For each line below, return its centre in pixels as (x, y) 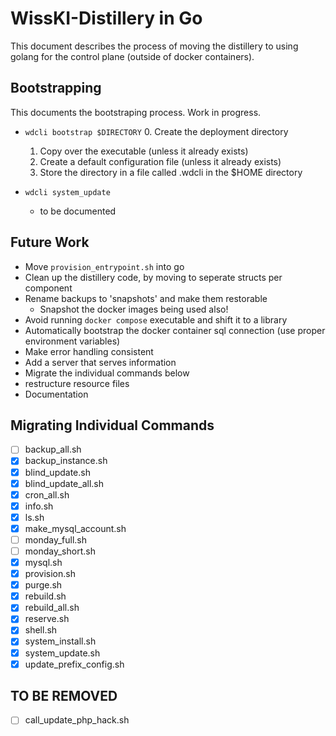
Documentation (56, 394)
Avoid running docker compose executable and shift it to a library (156, 319)
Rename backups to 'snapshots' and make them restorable (146, 298)
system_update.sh (62, 653)
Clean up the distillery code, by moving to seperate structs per (153, 277)
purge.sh (43, 585)
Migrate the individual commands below (107, 373)
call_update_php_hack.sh (77, 720)
